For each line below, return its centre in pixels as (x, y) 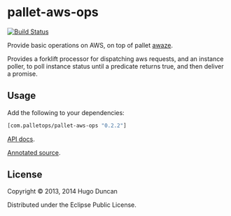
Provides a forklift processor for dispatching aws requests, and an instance (115, 59)
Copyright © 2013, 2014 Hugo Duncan (62, 191)
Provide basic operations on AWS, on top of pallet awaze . (90, 45)
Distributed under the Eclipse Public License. (72, 205)
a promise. (23, 74)
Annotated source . (34, 152)
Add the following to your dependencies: (66, 112)
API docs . (21, 139)
